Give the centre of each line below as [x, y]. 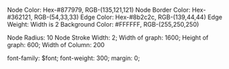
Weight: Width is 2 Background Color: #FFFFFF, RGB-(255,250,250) [103, 24]
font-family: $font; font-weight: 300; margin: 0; [74, 58]
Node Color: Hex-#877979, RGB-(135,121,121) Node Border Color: [99, 10]
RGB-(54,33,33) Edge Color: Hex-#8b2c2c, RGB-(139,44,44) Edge [128, 17]
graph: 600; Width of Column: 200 [56, 45]
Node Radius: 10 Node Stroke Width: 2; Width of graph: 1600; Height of [108, 38]
